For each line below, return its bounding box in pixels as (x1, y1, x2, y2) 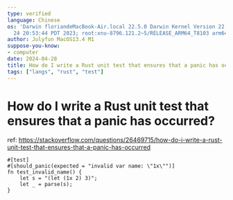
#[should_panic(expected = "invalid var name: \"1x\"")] (7, 162, 175, 170)
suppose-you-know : (7, 42, 60, 49)
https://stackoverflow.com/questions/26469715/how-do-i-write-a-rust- (18, 136, 223, 144)
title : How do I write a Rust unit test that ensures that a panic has (7, 62, 218, 69)
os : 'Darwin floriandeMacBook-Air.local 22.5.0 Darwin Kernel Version (7, 23, 216, 30)
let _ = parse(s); (19, 181, 73, 188)
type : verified (7, 10, 51, 17)
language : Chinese (7, 17, 60, 24)
